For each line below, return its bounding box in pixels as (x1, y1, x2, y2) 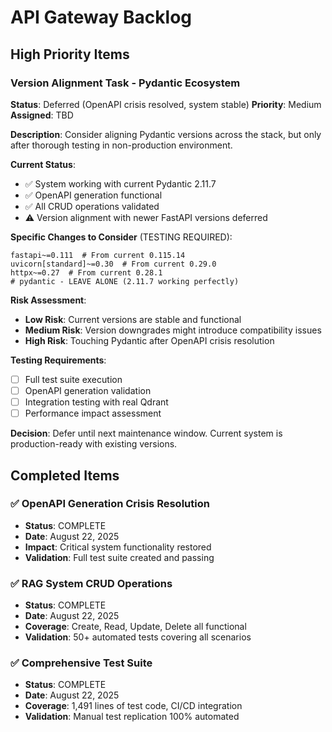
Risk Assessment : (10, 294, 87, 306)
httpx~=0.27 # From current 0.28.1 (10, 267, 163, 278)
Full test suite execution (24, 373, 123, 385)
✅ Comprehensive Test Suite (10, 656, 153, 670)
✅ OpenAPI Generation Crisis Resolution (10, 497, 210, 511)
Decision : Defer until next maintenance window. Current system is (10, 427, 283, 440)
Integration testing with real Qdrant (24, 396, 169, 408)
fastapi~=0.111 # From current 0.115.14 (10, 250, 186, 260)
